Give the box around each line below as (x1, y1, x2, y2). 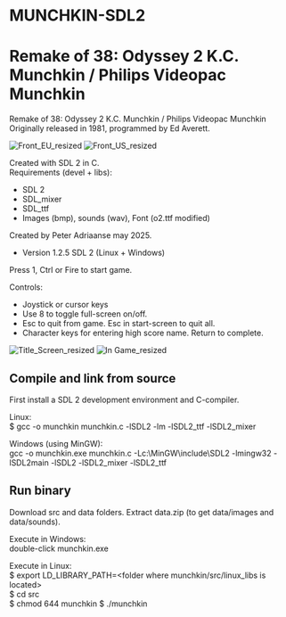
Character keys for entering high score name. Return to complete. (21, 327, 265, 339)
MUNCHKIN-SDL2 (9, 5, 146, 26)
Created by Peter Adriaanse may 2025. (9, 230, 152, 241)
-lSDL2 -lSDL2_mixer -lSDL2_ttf (50, 457, 168, 468)
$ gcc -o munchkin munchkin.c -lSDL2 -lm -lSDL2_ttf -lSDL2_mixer (9, 421, 257, 432)
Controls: (9, 282, 43, 292)
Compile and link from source (9, 371, 176, 386)
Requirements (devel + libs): (9, 167, 113, 178)
